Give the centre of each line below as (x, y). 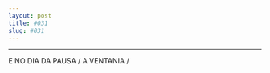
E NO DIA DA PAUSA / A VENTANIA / (69, 61)
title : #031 (28, 23)
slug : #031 (27, 30)
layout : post (30, 16)
